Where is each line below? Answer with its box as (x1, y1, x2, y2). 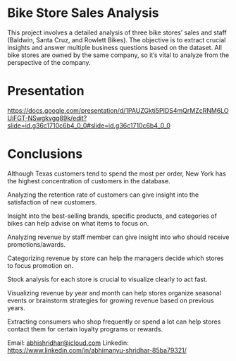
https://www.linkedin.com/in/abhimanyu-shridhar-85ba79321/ (7, 345, 187, 354)
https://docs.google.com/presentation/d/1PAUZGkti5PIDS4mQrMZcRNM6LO (7, 106, 229, 114)
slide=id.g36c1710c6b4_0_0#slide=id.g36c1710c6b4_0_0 (7, 121, 171, 130)
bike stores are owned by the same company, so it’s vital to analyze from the (7, 51, 230, 59)
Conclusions (7, 146, 83, 162)
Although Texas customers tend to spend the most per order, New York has (7, 169, 227, 178)
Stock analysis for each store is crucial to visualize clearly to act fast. (7, 275, 208, 283)
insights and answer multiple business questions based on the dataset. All (7, 43, 222, 51)
